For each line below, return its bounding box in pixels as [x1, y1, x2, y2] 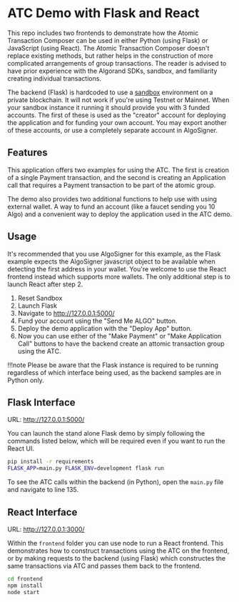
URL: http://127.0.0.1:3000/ [7, 525, 85, 533]
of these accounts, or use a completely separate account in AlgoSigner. [7, 126, 218, 134]
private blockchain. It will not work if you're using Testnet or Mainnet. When [7, 95, 230, 104]
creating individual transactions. [7, 74, 102, 83]
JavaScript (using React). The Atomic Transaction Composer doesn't [7, 44, 210, 52]
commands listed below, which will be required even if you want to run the [7, 437, 225, 446]
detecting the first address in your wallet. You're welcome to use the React [7, 264, 227, 273]
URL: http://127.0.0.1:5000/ [7, 416, 85, 424]
